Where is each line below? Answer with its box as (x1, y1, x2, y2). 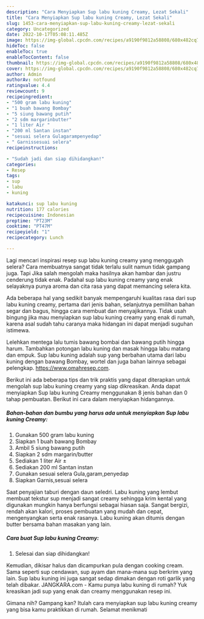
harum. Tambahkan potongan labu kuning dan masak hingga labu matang (6, 344, 190, 352)
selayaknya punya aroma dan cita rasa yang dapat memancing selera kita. (6, 282, 192, 290)
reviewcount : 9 (6, 88, 45, 94)
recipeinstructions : (6, 144, 59, 151)
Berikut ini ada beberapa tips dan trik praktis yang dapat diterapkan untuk (6, 376, 191, 383)
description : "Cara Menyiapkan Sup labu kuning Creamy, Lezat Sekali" (6, 9, 189, 15)
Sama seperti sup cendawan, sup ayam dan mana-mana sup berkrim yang (6, 568, 193, 575)
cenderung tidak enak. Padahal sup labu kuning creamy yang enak (6, 276, 173, 283)
